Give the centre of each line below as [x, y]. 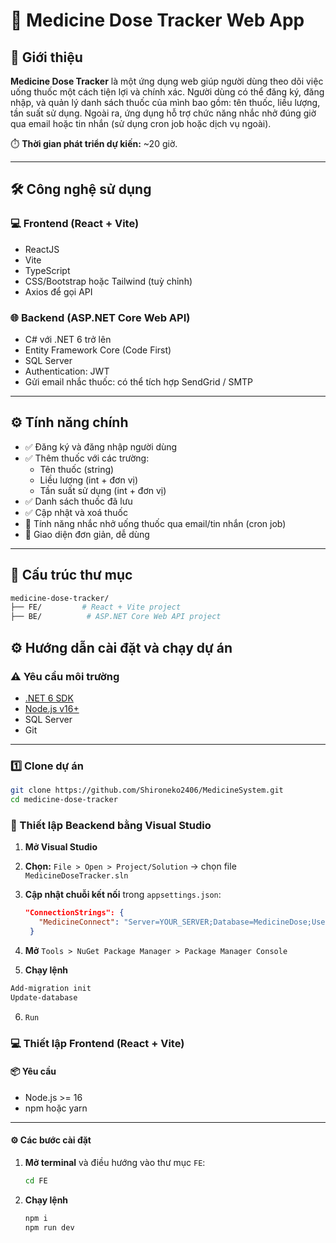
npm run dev [49, 1227]
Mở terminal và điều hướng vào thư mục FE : [115, 1162]
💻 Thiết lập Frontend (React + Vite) [97, 1043]
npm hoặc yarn [56, 1108]
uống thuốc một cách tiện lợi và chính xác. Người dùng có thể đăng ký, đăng [167, 92]
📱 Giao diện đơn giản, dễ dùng [87, 534]
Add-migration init [51, 988]
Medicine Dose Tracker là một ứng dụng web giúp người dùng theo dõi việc [167, 81]
